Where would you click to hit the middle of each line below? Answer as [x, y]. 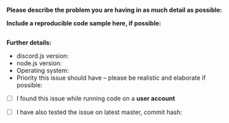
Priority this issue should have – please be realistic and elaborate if [111, 78]
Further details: [29, 43]
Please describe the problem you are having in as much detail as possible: [115, 10]
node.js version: [39, 63]
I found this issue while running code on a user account [96, 98]
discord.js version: [43, 56]
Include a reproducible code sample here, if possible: [84, 23]
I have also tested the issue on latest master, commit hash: [99, 112]
